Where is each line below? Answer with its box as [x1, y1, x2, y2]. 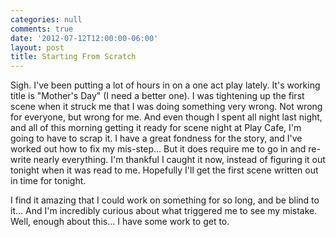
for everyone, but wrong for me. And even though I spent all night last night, [10, 111, 323, 123]
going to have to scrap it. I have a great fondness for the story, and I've [10, 132, 303, 145]
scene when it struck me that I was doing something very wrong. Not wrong [10, 101, 323, 113]
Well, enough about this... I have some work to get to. [10, 216, 230, 228]
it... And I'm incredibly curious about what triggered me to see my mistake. [10, 205, 318, 217]
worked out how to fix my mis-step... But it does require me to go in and [10, 143, 307, 155]
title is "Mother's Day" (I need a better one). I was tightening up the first [10, 90, 305, 102]
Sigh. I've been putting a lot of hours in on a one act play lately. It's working [10, 79, 321, 91]
